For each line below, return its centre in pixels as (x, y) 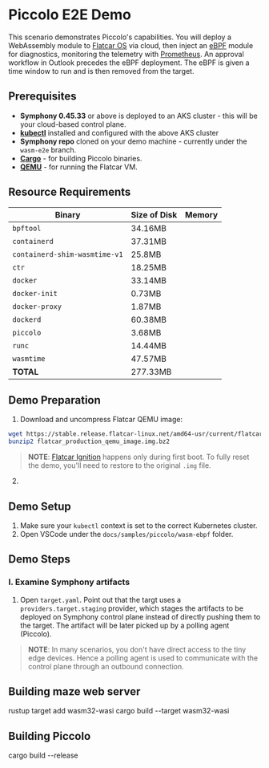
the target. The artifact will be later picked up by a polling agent (124, 625)
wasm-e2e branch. (48, 149)
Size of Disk (154, 214)
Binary (68, 214)
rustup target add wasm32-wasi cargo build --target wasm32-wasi (119, 711)
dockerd (27, 319)
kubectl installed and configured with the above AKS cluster (119, 132)
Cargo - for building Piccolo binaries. (81, 158)
